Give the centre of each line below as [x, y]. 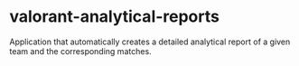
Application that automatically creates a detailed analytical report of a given [150, 42]
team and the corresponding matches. [80, 51]
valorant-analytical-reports [114, 17]
